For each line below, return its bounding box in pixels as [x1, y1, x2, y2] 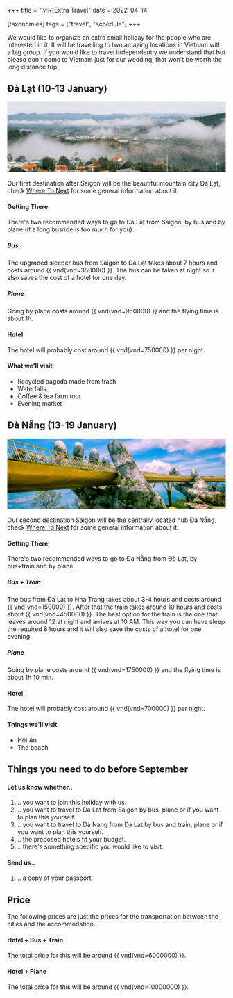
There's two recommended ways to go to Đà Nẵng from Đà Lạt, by [7, 555, 198, 563]
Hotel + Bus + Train [7, 935, 64, 944]
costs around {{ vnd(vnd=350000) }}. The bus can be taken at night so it [7, 266, 215, 275]
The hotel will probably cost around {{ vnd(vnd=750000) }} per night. [7, 345, 205, 354]
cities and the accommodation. [7, 920, 96, 929]
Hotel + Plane [7, 967, 47, 975]
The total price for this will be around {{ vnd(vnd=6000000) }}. [7, 951, 187, 960]
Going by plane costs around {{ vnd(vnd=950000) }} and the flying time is [7, 307, 219, 316]
